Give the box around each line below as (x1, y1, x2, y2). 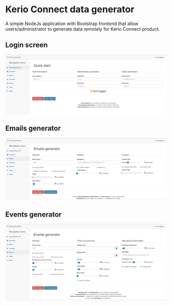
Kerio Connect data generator (5, 4, 135, 15)
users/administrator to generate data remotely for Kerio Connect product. (5, 26, 160, 32)
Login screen (5, 41, 48, 50)
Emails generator (5, 124, 61, 133)
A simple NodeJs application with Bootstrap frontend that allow (5, 20, 139, 27)
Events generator (5, 210, 62, 219)
